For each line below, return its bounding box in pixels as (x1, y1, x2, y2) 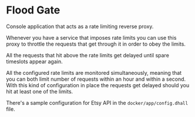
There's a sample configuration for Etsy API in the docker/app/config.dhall (6, 99, 189, 106)
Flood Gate (6, 4, 60, 17)
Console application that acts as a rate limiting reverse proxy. (6, 23, 154, 30)
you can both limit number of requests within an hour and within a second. (6, 75, 186, 82)
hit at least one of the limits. (6, 88, 73, 95)
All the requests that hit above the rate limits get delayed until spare (6, 51, 169, 58)
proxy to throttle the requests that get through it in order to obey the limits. (6, 40, 186, 47)
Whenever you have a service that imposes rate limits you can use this (6, 34, 177, 41)
